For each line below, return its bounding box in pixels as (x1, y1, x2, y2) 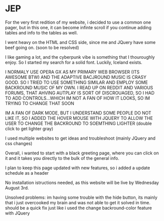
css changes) (5, 140, 33, 146)
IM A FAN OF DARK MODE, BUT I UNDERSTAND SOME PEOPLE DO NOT (5, 110, 151, 116)
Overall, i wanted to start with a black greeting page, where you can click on (5, 150, 159, 156)
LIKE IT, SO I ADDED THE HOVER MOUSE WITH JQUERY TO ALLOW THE (5, 115, 153, 121)
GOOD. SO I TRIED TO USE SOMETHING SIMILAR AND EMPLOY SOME (5, 79, 148, 85)
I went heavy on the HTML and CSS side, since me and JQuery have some (5, 39, 156, 45)
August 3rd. (5, 184, 29, 190)
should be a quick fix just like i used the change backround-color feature (5, 205, 152, 211)
